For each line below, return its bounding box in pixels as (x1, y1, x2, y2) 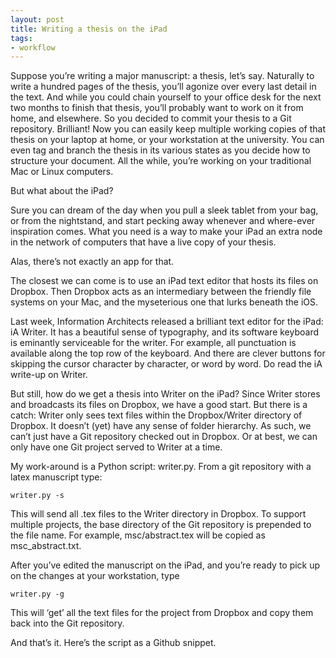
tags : (10, 33, 33, 43)
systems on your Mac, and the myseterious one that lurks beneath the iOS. (10, 296, 319, 308)
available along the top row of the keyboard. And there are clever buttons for (10, 347, 326, 360)
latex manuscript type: (10, 471, 103, 483)
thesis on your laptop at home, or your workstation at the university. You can (10, 134, 325, 146)
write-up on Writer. (10, 369, 88, 381)
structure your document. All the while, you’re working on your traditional (10, 155, 312, 167)
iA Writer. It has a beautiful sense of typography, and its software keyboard (10, 326, 319, 338)
